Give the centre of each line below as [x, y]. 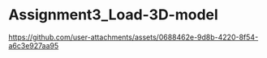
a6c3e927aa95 [34, 45]
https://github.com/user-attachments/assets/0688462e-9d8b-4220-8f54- [133, 37]
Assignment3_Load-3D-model [114, 15]
